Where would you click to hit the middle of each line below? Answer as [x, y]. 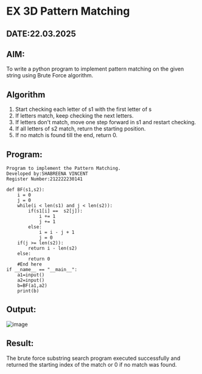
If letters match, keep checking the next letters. [74, 116]
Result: [20, 343]
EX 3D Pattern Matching [68, 11]
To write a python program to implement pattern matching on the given [95, 69]
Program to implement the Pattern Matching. [64, 169]
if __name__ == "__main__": [42, 270]
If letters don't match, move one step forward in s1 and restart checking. [106, 122]
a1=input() [31, 275]
